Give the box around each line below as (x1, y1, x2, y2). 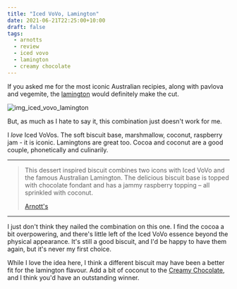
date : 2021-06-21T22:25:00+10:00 (7, 17, 106, 24)
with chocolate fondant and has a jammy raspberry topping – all (24, 180, 210, 189)
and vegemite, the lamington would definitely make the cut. (7, 90, 180, 98)
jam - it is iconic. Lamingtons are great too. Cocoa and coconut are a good (7, 138, 224, 147)
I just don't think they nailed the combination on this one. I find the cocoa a (7, 222, 224, 230)
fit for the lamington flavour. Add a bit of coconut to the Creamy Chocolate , (7, 266, 225, 274)
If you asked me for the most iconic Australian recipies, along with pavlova (7, 82, 224, 90)
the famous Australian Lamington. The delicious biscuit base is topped (24, 173, 229, 182)
